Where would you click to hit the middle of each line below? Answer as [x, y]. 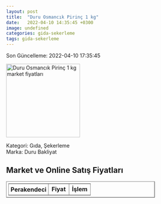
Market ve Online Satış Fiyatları [65, 170]
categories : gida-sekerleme [41, 34]
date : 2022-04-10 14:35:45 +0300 [50, 22]
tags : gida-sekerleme [33, 39]
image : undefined [27, 28]
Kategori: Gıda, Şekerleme [38, 146]
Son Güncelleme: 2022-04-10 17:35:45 [53, 56]
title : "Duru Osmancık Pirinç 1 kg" [52, 17]
